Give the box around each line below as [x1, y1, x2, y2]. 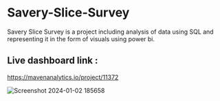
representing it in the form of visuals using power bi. [7, 34, 155, 43]
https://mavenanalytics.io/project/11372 [7, 73, 119, 81]
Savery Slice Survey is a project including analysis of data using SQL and [7, 27, 214, 36]
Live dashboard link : [7, 55, 98, 67]
